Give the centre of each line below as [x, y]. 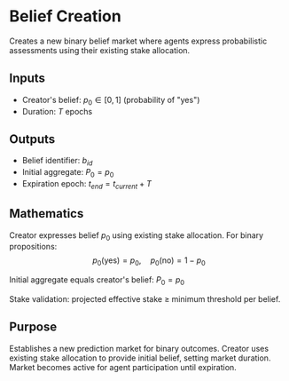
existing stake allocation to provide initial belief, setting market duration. [140, 358]
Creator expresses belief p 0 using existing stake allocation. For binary [137, 236]
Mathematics [47, 214]
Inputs [27, 79]
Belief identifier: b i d [57, 162]
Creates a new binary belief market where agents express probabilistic [138, 41]
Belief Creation [65, 16]
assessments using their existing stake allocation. [100, 50]
